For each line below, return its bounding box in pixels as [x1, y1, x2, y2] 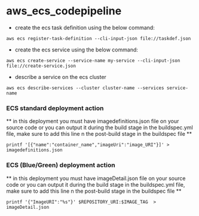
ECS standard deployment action [6, 104, 104, 112]
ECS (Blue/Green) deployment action [6, 161, 115, 169]
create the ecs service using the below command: [14, 46, 139, 53]
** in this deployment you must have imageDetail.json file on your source [6, 175, 186, 182]
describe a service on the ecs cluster [14, 73, 106, 80]
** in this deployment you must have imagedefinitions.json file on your [6, 118, 179, 125]
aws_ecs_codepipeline [6, 4, 122, 18]
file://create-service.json [6, 63, 76, 69]
